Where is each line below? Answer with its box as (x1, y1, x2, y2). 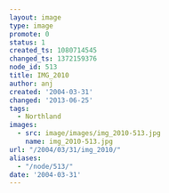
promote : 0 (9, 29, 50, 38)
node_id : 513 (9, 63, 58, 72)
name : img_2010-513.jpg (25, 137, 114, 146)
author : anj (9, 79, 53, 88)
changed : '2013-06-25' (9, 95, 93, 105)
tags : (9, 104, 29, 113)
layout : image (9, 12, 62, 22)
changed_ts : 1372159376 (9, 54, 98, 63)
